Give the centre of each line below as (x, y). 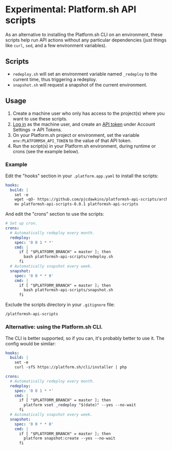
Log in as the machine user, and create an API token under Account (84, 124)
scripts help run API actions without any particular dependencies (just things (86, 40)
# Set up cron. (21, 223)
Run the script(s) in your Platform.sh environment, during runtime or (84, 146)
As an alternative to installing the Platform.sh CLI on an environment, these (84, 34)
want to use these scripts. (40, 118)
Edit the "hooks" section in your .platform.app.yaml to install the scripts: (82, 176)
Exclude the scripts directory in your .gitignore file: (60, 305)
